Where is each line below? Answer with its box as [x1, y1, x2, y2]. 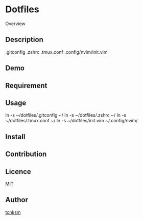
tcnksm [5, 209, 21, 215]
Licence [5, 167, 32, 176]
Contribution [5, 150, 47, 159]
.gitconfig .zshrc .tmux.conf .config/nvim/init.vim [5, 49, 108, 55]
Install [5, 132, 26, 141]
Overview [5, 20, 26, 27]
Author [5, 195, 28, 204]
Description [5, 35, 43, 44]
